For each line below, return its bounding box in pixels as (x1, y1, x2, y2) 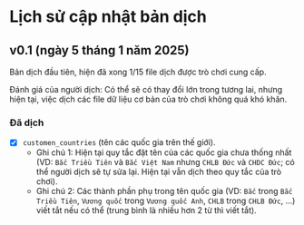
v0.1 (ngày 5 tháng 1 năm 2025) (9, 43, 190, 58)
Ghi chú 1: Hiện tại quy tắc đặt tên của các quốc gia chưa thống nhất (35, 147, 292, 158)
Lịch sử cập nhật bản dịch (9, 6, 207, 27)
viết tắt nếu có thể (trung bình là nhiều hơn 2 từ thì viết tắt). (35, 205, 257, 216)
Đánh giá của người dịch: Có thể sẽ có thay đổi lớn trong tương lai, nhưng (9, 84, 283, 94)
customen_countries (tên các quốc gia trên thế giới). (22, 137, 216, 148)
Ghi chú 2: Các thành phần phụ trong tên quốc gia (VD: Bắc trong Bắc (35, 186, 293, 197)
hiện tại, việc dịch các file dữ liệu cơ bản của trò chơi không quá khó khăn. (9, 93, 288, 104)
